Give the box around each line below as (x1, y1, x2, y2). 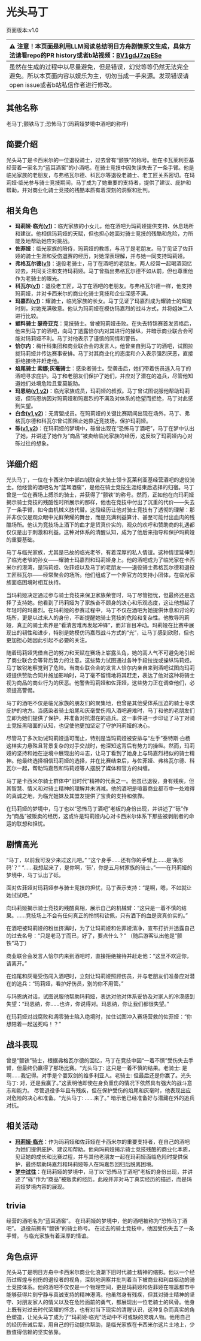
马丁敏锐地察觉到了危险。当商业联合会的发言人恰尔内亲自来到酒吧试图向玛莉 (6, 664, 195, 671)
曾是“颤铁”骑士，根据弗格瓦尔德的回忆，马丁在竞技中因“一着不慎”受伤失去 (6, 1056, 188, 1064)
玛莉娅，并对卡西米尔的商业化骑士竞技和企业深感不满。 (14, 290, 151, 297)
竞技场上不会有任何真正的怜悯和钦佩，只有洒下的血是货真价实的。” (26, 912, 188, 919)
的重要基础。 (6, 536, 38, 543)
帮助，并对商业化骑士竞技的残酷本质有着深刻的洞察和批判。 (6, 186, 153, 194)
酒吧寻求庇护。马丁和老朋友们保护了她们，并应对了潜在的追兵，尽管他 (14, 372, 188, 379)
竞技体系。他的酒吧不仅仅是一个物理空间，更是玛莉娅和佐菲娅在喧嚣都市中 (11, 1283, 195, 1291)
